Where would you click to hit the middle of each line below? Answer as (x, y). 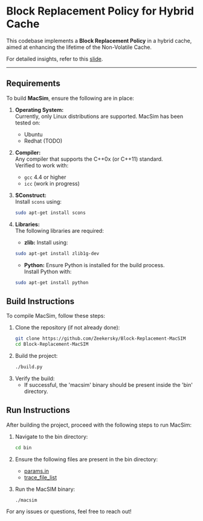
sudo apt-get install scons (50, 213)
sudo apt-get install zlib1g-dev (57, 253)
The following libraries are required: (59, 230)
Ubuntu (33, 134)
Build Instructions (40, 301)
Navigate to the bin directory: (51, 436)
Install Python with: (48, 271)
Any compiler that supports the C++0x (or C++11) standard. (89, 159)
